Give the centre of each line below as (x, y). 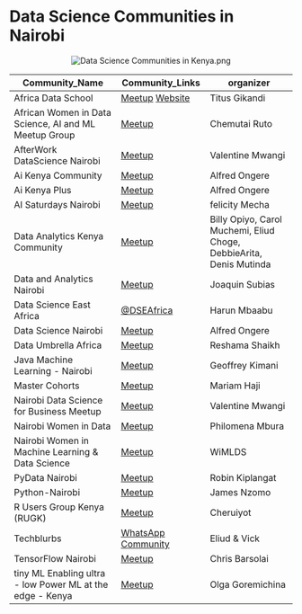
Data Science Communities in (122, 17)
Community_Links (161, 83)
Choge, (225, 242)
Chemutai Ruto (241, 123)
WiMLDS (228, 451)
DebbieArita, (236, 253)
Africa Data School (53, 98)
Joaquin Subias (243, 284)
